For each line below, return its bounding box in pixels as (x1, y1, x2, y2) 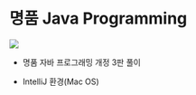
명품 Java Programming (9, 8, 188, 29)
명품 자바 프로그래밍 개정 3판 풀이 (22, 56, 142, 68)
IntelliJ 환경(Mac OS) (22, 76, 99, 87)
